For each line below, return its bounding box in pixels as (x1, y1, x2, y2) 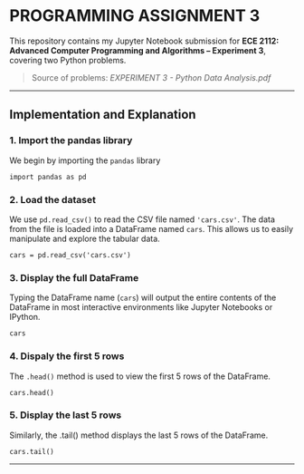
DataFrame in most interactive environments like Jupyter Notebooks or (9, 302, 273, 313)
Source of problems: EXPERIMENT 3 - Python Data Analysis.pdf (31, 72, 271, 82)
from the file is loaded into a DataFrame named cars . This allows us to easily (9, 223, 294, 234)
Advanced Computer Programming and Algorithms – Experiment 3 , (9, 44, 267, 55)
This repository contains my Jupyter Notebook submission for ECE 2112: (9, 35, 280, 46)
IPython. (9, 312, 41, 323)
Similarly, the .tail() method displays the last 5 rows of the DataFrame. (9, 430, 269, 440)
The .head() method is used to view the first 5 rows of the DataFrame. (9, 371, 271, 382)
